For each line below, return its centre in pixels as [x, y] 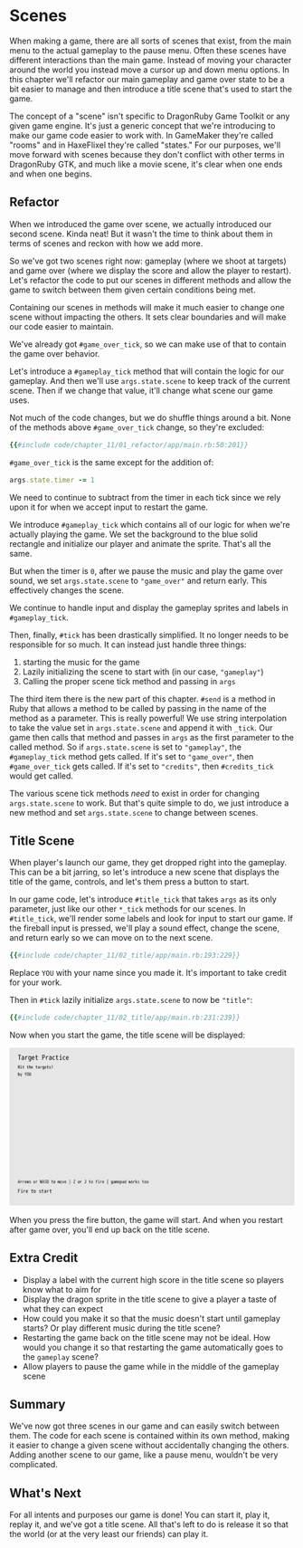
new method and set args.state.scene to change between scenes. [134, 812]
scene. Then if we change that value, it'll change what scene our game [142, 390]
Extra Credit [44, 1258]
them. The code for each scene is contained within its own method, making [150, 1436]
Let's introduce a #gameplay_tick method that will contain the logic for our [147, 371]
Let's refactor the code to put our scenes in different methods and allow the [151, 280]
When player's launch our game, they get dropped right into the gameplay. [148, 863]
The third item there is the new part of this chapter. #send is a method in [142, 699]
